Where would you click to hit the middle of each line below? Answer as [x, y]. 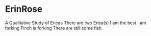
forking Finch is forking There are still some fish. [54, 28]
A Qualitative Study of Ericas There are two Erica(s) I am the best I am [75, 23]
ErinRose [24, 9]
